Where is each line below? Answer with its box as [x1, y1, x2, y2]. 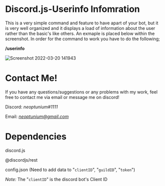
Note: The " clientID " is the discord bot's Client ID [5, 176, 108, 182]
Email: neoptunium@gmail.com [5, 113, 69, 119]
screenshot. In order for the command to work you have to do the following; [5, 36, 160, 42]
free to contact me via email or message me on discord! [5, 94, 120, 100]
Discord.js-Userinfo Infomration [5, 3, 140, 15]
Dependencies [5, 131, 67, 142]
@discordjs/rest [5, 157, 38, 163]
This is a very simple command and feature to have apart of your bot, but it [5, 20, 159, 26]
